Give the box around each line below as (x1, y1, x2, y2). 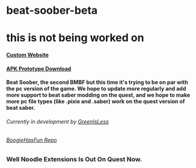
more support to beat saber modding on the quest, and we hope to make (6, 91, 191, 99)
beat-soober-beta (6, 4, 98, 17)
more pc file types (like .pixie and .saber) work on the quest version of (6, 98, 185, 105)
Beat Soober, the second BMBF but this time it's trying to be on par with (6, 79, 188, 86)
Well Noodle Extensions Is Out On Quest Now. (6, 155, 142, 163)
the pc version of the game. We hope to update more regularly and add (6, 85, 186, 92)
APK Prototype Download (6, 65, 72, 72)
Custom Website (6, 51, 49, 58)
